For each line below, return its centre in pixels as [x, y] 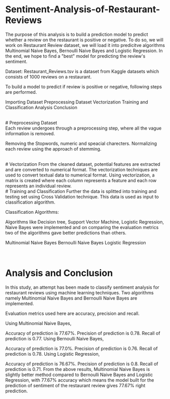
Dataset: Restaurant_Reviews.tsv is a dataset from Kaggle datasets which [82, 71]
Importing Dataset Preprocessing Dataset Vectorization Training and [77, 102]
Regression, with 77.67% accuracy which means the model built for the [80, 380]
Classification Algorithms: [32, 212]
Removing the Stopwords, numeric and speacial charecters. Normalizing [81, 143]
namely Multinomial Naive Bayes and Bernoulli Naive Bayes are [71, 298]
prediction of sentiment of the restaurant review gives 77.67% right [75, 385]
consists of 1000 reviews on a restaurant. [48, 77]
